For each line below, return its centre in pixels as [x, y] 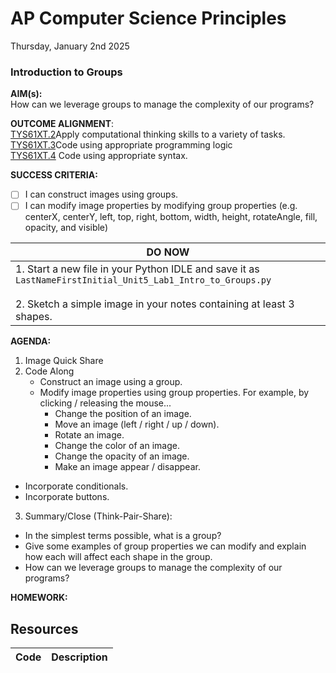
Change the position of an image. [123, 414]
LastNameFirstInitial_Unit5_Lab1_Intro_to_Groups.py [143, 280]
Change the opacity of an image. [122, 456]
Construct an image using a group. [111, 382]
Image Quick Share [64, 361]
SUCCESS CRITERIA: [54, 175]
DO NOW [168, 252]
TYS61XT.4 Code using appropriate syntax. [99, 156]
